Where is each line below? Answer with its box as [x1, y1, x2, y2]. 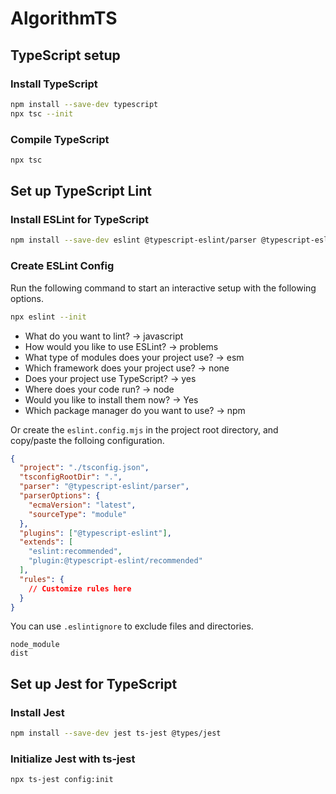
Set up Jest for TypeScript [10, 675, 178, 692]
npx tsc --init [10, 108, 74, 119]
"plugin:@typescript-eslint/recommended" [28, 556, 203, 566]
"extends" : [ [19, 537, 74, 547]
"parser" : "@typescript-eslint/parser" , [19, 482, 190, 492]
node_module [10, 640, 60, 650]
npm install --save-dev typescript [10, 99, 159, 109]
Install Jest [10, 705, 65, 719]
